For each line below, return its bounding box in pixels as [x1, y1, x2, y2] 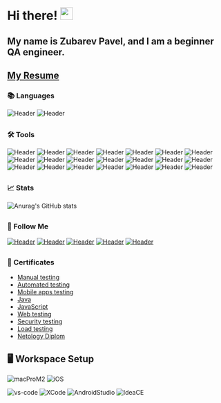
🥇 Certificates [7, 257, 55, 267]
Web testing [17, 310, 52, 319]
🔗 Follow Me [7, 222, 49, 231]
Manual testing [17, 274, 60, 282]
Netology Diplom [17, 332, 66, 341]
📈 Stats [7, 183, 35, 193]
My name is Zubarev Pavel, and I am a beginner [7, 35, 214, 47]
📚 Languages [7, 91, 55, 100]
